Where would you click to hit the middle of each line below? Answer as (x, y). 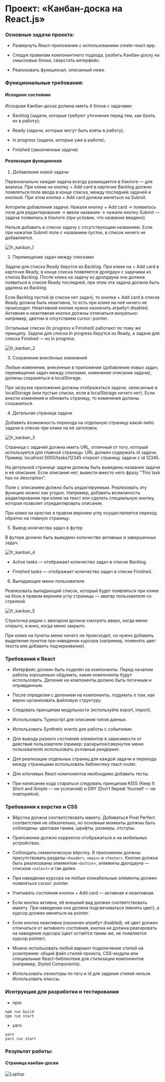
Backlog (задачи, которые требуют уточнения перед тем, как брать (84, 115)
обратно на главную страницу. (38, 518)
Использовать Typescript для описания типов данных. (70, 720)
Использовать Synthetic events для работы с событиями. (73, 729)
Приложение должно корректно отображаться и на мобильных (80, 838)
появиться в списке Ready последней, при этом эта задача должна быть (82, 282)
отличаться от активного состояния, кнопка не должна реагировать (84, 928)
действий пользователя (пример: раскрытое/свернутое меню (78, 744)
